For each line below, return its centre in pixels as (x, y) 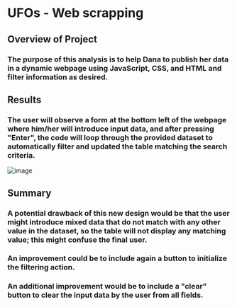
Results (24, 99)
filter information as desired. (58, 77)
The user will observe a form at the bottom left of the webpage (117, 120)
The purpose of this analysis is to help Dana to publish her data (118, 59)
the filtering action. (41, 267)
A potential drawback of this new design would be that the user (118, 213)
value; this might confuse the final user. (77, 240)
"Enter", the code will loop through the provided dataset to (110, 137)
